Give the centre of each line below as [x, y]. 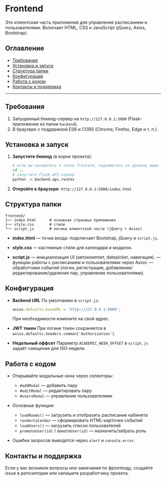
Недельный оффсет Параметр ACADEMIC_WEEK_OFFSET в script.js [80, 343]
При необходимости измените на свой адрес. [61, 319]
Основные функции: [33, 405]
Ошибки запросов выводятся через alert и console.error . [74, 440]
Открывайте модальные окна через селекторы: [63, 376]
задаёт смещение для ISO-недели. [49, 349]
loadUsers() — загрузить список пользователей [70, 426]
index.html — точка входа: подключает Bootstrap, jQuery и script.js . [85, 238]
